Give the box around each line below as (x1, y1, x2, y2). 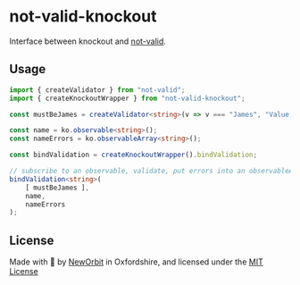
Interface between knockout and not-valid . (9, 36, 167, 46)
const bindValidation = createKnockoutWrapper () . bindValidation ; (9, 150, 257, 160)
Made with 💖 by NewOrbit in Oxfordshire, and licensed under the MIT (9, 256, 263, 267)
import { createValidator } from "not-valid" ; (9, 85, 186, 95)
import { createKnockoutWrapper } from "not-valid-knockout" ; (9, 94, 246, 103)
